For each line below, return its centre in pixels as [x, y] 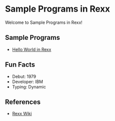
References [23, 102]
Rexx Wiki [22, 114]
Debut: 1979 [24, 76]
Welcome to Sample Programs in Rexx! [44, 22]
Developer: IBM [27, 82]
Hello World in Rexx [32, 49]
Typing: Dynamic [29, 86]
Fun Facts [20, 65]
